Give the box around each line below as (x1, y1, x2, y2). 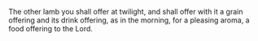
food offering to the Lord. (8, 24, 94, 33)
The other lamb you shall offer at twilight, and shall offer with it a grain (8, 7, 243, 16)
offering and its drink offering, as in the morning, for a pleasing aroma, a (8, 15, 250, 25)
